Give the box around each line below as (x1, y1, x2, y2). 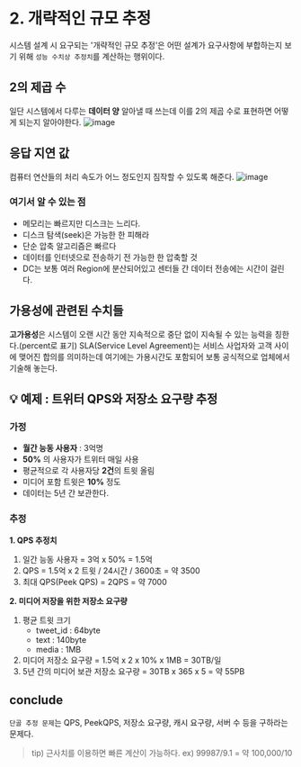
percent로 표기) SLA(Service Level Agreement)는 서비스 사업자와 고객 (22, 339, 272, 351)
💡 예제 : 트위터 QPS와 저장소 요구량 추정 (9, 392, 218, 407)
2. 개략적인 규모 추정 (9, 8, 152, 29)
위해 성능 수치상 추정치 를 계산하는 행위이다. (18, 50, 165, 61)
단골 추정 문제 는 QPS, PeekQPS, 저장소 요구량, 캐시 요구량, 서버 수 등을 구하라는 (9, 717, 289, 728)
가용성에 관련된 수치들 (9, 303, 124, 319)
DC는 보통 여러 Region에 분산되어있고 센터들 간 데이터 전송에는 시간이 (22, 263, 269, 274)
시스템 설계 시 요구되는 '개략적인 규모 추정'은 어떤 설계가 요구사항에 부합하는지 (9, 40, 283, 50)
